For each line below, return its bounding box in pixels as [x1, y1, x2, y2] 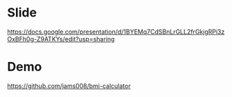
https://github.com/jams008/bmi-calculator [7, 81, 131, 90]
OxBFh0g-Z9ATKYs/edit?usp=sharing [7, 34, 115, 43]
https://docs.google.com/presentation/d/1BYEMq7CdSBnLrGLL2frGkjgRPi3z [7, 28, 225, 36]
